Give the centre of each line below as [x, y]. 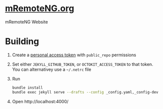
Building [22, 41]
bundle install [27, 88]
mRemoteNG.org [40, 8]
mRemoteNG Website [27, 22]
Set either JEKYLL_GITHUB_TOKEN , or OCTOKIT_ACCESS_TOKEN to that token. [82, 64]
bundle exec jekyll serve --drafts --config [58, 92]
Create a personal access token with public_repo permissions [74, 55]
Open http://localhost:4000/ [40, 101]
